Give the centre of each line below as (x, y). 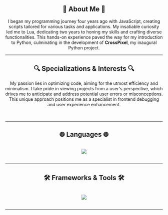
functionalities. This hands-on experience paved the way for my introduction (84, 37)
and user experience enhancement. (84, 104)
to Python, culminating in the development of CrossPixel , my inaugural (84, 42)
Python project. (84, 47)
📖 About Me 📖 (84, 9)
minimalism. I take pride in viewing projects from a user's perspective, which (84, 88)
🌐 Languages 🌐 (84, 134)
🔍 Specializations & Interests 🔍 (84, 69)
